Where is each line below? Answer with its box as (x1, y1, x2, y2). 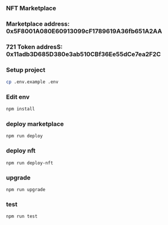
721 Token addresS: (6, 43, 63, 51)
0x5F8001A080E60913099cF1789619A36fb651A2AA (6, 27, 162, 35)
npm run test (6, 213, 38, 220)
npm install (6, 106, 35, 112)
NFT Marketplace (6, 4, 57, 12)
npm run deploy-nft (6, 160, 54, 166)
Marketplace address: (6, 19, 70, 27)
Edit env (6, 92, 30, 101)
